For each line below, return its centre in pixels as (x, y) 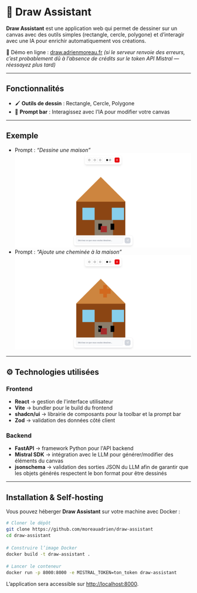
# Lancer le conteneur (34, 567)
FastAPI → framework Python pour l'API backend (74, 448)
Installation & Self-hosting (55, 497)
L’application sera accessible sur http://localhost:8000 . (72, 584)
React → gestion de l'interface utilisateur (64, 402)
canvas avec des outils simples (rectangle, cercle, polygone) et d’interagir (95, 34)
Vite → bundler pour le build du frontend (64, 408)
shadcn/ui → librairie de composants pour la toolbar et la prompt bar (98, 414)
